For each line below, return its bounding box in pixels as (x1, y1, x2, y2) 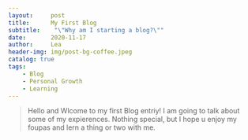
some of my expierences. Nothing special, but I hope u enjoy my (27, 115, 237, 124)
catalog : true (8, 56, 55, 64)
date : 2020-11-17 (8, 33, 87, 42)
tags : (8, 63, 26, 71)
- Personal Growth (22, 77, 83, 85)
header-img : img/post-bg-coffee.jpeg (8, 48, 133, 56)
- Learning (22, 84, 58, 93)
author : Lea (8, 41, 62, 49)
